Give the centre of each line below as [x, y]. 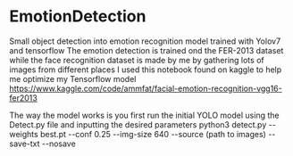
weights [24, 134]
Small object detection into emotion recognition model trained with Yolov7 [145, 41]
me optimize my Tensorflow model [73, 78]
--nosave [59, 144]
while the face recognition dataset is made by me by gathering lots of [137, 60]
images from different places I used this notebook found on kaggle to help [146, 70]
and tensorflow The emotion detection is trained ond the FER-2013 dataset [146, 50]
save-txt [25, 144]
